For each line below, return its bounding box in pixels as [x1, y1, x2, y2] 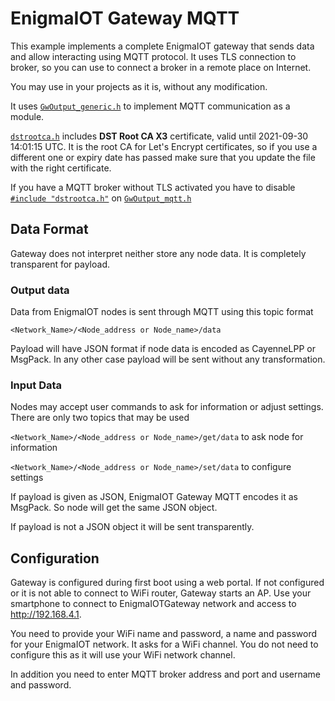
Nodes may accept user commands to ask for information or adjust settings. [10, 401, 324, 413]
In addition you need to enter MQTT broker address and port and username [10, 668, 322, 681]
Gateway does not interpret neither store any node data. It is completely [10, 247, 307, 259]
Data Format [10, 221, 89, 238]
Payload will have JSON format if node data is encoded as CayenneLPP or [10, 343, 316, 355]
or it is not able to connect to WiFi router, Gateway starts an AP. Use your [10, 587, 312, 599]
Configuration [10, 550, 100, 567]
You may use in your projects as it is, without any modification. [10, 80, 268, 92]
